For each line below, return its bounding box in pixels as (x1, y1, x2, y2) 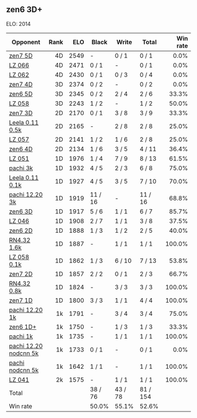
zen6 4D (9, 145, 33, 153)
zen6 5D (9, 89, 33, 98)
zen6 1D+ (9, 323, 37, 331)
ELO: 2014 (6, 20, 31, 27)
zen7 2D (9, 270, 33, 278)
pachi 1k (9, 332, 33, 340)
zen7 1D (9, 296, 33, 305)
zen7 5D (9, 51, 33, 59)
